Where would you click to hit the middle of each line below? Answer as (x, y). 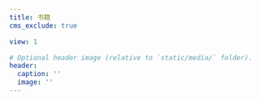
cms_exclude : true (43, 26)
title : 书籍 (30, 17)
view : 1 (24, 42)
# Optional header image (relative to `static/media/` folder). (131, 58)
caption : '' (40, 74)
